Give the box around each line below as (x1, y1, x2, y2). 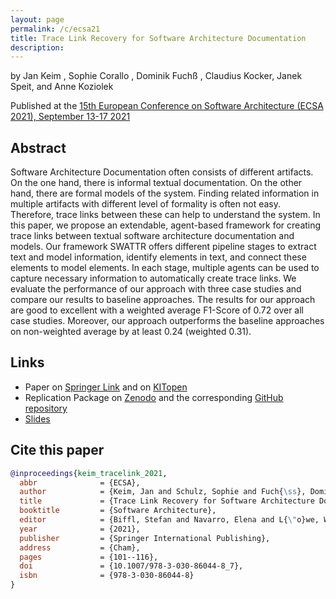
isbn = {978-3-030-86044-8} (19, 571, 195, 581)
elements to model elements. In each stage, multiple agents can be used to (10, 262, 320, 274)
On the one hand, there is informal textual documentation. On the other (10, 177, 303, 189)
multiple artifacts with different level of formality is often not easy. (10, 198, 281, 210)
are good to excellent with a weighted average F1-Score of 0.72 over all (10, 304, 304, 316)
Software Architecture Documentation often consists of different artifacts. (10, 166, 314, 178)
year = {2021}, (19, 524, 141, 534)
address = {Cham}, (19, 542, 141, 553)
